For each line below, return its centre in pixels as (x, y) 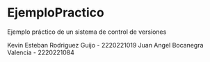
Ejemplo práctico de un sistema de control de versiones (87, 32)
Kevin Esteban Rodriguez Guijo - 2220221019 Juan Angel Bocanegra (105, 45)
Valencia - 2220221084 (41, 52)
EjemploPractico (56, 13)
